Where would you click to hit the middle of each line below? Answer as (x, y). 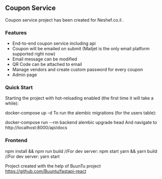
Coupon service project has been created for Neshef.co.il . (65, 20)
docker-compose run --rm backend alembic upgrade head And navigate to (81, 122)
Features (16, 32)
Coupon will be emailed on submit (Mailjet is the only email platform (81, 49)
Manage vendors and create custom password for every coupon (78, 70)
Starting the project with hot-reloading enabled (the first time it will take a (79, 98)
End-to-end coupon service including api (54, 43)
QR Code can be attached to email (47, 64)
